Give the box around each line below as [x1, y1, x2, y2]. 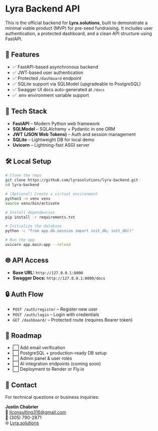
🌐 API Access [5, 256, 49, 265]
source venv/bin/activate [5, 201, 59, 206]
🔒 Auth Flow [5, 290, 44, 299]
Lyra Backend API [5, 3, 80, 15]
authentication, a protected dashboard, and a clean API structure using [5, 30, 152, 36]
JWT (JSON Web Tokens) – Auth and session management [12, 131, 136, 137]
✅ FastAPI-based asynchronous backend [12, 64, 99, 70]
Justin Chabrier [5, 404, 39, 410]
